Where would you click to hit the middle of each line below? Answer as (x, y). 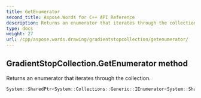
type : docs (20, 28)
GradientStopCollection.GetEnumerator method (97, 64)
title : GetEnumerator (33, 12)
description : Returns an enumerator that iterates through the (87, 23)
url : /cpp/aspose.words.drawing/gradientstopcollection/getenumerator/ (97, 39)
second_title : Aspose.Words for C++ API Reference (71, 17)
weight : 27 (20, 34)
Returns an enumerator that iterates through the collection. (78, 78)
